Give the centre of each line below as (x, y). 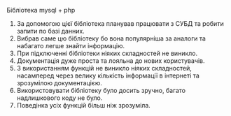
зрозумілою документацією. (59, 83)
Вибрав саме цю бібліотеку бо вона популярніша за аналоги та (111, 38)
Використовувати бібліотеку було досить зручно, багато (101, 90)
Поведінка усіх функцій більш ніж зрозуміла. (84, 105)
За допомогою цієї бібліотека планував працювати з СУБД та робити (120, 23)
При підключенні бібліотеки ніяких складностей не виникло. (107, 53)
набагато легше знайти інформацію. (71, 46)
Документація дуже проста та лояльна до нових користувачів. (111, 61)
